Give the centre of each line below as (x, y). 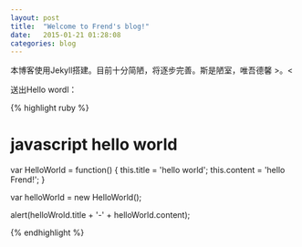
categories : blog (43, 43)
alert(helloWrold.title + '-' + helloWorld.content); (100, 215)
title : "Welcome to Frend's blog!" (80, 26)
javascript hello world (94, 144)
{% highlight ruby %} (50, 108)
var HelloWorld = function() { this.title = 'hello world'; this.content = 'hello (148, 170)
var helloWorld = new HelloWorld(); (76, 198)
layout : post (35, 18)
